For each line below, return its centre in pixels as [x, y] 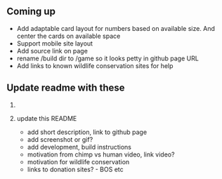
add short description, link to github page [87, 132]
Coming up [31, 12]
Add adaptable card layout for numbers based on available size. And [116, 28]
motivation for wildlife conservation [78, 161]
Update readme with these [66, 88]
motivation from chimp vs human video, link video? [101, 154]
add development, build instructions [79, 147]
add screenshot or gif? [60, 139]
